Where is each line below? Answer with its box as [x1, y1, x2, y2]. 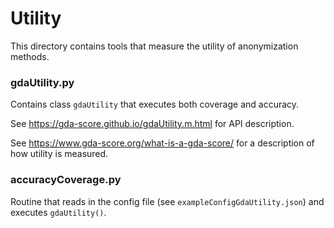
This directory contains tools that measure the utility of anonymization [10, 40, 299, 52]
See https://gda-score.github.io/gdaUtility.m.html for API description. [10, 118, 295, 130]
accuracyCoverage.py [10, 173, 122, 187]
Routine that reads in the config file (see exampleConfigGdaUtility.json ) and [10, 195, 325, 207]
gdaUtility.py [10, 75, 75, 89]
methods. [10, 50, 50, 62]
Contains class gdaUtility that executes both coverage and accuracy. [10, 98, 300, 111]
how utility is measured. [10, 148, 109, 160]
